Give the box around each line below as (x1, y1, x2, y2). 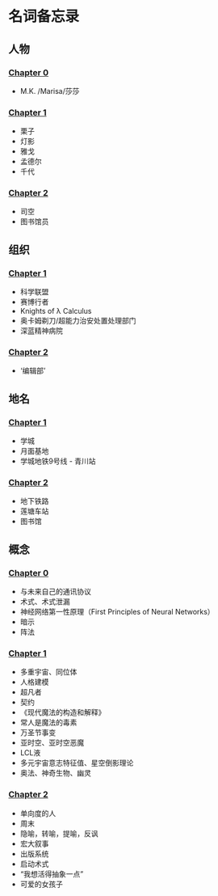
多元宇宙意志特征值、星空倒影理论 (19, 758, 134, 768)
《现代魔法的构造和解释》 (19, 708, 106, 717)
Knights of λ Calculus (19, 306, 92, 316)
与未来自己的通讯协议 (19, 587, 91, 597)
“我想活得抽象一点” (19, 869, 84, 878)
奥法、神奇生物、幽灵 (19, 768, 91, 778)
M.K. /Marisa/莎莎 (19, 86, 80, 95)
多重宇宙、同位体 (19, 667, 78, 677)
